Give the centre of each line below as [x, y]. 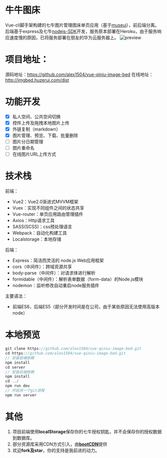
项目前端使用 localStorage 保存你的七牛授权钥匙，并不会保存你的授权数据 [87, 431]
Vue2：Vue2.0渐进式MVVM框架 [45, 202]
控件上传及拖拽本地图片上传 [41, 122]
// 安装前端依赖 [20, 358]
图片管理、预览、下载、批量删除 [45, 135]
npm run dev [17, 386]
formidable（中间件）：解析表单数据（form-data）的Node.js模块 [78, 279]
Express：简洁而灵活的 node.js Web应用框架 [58, 260]
